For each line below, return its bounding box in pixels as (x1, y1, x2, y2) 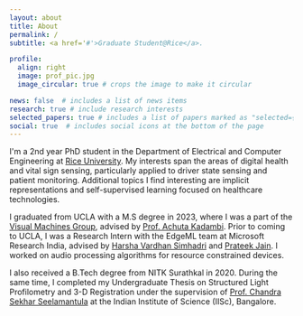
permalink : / (9, 30, 59, 39)
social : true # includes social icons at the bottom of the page (9, 121, 264, 131)
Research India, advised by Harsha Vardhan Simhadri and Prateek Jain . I (9, 240, 278, 251)
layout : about (9, 13, 63, 23)
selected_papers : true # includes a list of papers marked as (9, 113, 248, 122)
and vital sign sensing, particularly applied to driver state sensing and (9, 165, 268, 176)
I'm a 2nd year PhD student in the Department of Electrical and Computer (9, 146, 282, 157)
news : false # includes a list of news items (9, 96, 188, 105)
